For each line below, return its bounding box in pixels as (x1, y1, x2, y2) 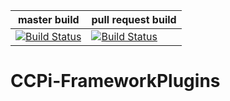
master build (17, 13, 80, 26)
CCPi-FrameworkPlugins (10, 70, 221, 93)
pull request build (91, 13, 177, 26)
